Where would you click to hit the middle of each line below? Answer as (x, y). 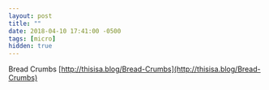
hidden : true (30, 46)
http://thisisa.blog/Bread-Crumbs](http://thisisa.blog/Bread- (160, 69)
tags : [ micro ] (32, 39)
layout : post (30, 16)
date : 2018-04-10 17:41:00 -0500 (65, 31)
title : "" (25, 24)
